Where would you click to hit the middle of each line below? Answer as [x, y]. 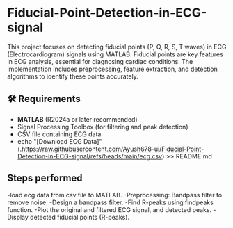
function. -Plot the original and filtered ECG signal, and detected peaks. [110, 209]
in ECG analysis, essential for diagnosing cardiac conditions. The [100, 61]
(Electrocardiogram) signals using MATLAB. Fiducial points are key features [115, 54]
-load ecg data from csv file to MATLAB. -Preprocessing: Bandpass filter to [115, 195]
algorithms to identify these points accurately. [73, 76]
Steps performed [45, 178]
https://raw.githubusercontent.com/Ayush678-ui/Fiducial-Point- [113, 149]
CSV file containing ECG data [59, 134]
